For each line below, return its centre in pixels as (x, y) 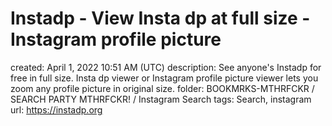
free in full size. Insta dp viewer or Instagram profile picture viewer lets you (164, 78)
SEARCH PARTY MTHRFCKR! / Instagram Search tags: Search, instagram (161, 99)
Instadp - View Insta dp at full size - (160, 18)
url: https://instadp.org (56, 109)
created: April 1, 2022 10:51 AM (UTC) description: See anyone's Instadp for (166, 67)
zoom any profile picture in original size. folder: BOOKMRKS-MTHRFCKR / (162, 88)
